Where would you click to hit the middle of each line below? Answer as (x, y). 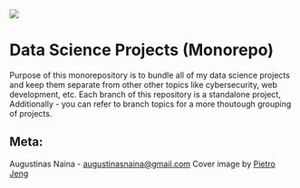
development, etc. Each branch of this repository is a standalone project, (145, 94)
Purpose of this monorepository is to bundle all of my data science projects (150, 75)
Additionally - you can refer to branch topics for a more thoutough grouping (150, 104)
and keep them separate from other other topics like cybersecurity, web (144, 84)
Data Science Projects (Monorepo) (142, 50)
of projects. (31, 113)
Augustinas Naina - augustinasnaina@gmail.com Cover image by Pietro (143, 164)
